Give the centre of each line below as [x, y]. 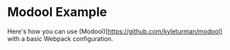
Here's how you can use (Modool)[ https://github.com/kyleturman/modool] [115, 31]
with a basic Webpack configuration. [60, 38]
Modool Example [57, 12]
